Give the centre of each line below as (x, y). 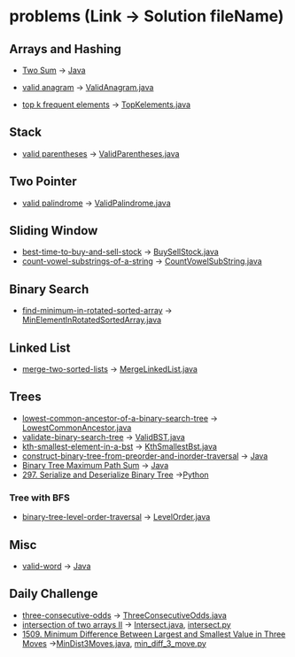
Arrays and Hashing (66, 49)
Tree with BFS (40, 498)
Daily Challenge (54, 594)
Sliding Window (54, 231)
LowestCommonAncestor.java (77, 428)
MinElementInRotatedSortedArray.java (92, 320)
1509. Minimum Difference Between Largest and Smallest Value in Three (154, 634)
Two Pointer (43, 182)
